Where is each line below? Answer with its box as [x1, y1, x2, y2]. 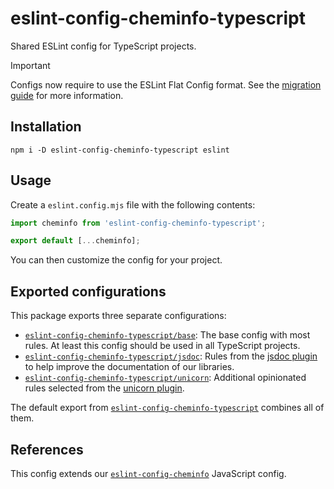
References [10, 441, 84, 458]
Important [10, 59, 51, 71]
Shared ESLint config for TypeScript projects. [10, 40, 197, 52]
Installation [10, 118, 82, 136]
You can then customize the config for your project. [10, 254, 223, 266]
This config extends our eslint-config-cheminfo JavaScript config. [10, 467, 287, 479]
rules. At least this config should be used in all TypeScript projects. [24, 340, 301, 352]
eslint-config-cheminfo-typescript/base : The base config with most [24, 329, 311, 341]
